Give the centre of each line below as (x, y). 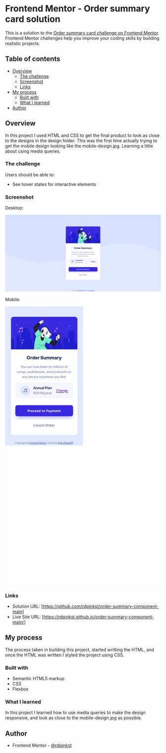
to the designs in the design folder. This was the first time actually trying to (81, 140)
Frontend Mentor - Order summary (78, 9)
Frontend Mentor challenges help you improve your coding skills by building (82, 38)
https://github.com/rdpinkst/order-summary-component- (101, 606)
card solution (33, 19)
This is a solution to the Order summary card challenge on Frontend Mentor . (82, 33)
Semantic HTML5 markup (38, 679)
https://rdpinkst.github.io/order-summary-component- (99, 617)
